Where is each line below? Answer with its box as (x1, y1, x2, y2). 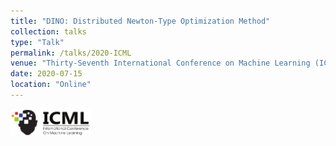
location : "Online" (10, 80, 92, 90)
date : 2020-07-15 (10, 69, 83, 79)
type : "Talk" (10, 37, 65, 47)
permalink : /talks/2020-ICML (10, 48, 132, 58)
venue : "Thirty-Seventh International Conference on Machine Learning (10, 58, 311, 69)
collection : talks (10, 26, 87, 37)
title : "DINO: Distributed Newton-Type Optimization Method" (10, 16, 271, 26)
